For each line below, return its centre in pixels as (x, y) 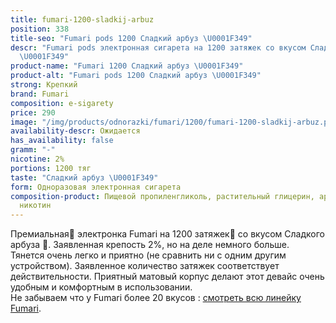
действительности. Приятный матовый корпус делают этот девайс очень (167, 277)
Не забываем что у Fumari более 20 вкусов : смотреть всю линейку (156, 298)
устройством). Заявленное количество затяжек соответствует (145, 266)
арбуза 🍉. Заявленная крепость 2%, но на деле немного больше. (150, 245)
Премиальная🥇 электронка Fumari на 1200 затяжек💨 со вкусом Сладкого (168, 234)
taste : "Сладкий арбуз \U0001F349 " (84, 177)
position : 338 (40, 29)
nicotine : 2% (37, 159)
